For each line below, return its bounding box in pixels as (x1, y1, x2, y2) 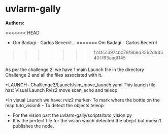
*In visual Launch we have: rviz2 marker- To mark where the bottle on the (5, 97, 160, 103)
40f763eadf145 (93, 54, 126, 61)
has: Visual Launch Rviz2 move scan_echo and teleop (5, 87, 118, 93)
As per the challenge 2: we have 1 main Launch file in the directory (5, 66, 145, 73)
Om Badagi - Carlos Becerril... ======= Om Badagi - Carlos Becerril (12, 39, 157, 46)
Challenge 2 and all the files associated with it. (5, 72, 103, 78)
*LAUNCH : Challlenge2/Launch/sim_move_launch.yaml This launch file (5, 82, 156, 88)
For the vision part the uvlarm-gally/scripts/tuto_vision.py (12, 112, 132, 118)
